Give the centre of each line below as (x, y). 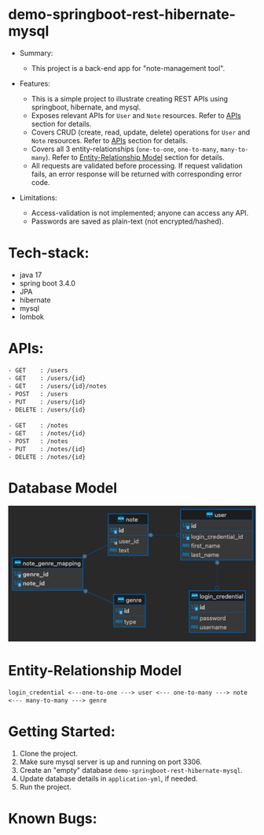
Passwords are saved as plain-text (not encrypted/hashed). (127, 221)
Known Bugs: (53, 819)
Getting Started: (62, 732)
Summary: (36, 53)
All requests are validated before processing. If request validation (137, 165)
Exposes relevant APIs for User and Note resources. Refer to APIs (136, 115)
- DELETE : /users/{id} (47, 410)
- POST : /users (38, 394)
